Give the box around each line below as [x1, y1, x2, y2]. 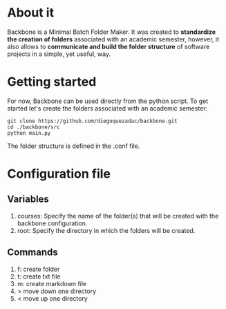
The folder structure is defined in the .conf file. [7, 142, 140, 150]
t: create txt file [17, 272, 61, 281]
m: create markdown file [17, 279, 87, 288]
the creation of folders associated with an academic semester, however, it [7, 35, 220, 43]
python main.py [7, 129, 51, 136]
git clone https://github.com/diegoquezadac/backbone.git [7, 118, 178, 124]
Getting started [7, 74, 97, 90]
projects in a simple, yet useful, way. [7, 50, 111, 58]
